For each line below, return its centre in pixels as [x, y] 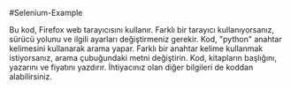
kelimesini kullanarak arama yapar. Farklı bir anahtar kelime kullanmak [136, 48]
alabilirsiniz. [31, 77]
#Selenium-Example [46, 13]
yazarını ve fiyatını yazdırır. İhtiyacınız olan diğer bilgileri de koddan [131, 67]
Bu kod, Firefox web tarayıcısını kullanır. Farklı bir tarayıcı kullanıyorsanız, [142, 30]
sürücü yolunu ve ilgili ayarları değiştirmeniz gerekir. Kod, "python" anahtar [145, 39]
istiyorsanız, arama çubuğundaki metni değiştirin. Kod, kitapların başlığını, [143, 58]
